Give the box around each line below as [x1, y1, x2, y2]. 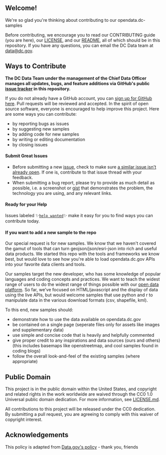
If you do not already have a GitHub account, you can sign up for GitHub [5, 95, 152, 101]
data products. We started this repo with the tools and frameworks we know [5, 251, 160, 257]
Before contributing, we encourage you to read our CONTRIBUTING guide [5, 32, 156, 38]
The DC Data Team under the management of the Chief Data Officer [5, 75, 147, 81]
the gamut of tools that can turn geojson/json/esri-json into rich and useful [5, 246, 157, 252]
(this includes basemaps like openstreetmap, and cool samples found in [12, 343, 159, 349]
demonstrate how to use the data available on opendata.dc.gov [12, 317, 141, 322]
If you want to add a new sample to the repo [5, 229, 96, 235]
